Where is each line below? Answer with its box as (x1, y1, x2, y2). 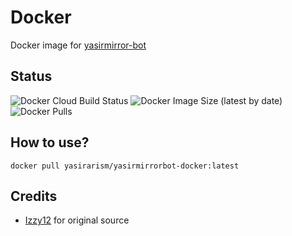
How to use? (10, 134, 90, 151)
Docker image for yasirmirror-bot (10, 39, 147, 51)
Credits (10, 187, 58, 205)
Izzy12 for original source (24, 214, 130, 226)
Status (10, 68, 53, 85)
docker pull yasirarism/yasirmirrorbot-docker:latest (10, 161, 240, 171)
